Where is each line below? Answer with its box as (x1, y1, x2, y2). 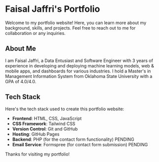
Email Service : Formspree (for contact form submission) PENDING (12, 141, 148, 147)
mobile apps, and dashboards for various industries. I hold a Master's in (5, 68, 151, 74)
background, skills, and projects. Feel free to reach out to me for (5, 25, 136, 31)
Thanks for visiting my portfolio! (5, 151, 70, 157)
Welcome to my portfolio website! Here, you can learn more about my (5, 20, 147, 26)
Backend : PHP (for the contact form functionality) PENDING (12, 136, 134, 142)
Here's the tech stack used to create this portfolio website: (5, 106, 124, 112)
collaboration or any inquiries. (5, 30, 66, 36)
